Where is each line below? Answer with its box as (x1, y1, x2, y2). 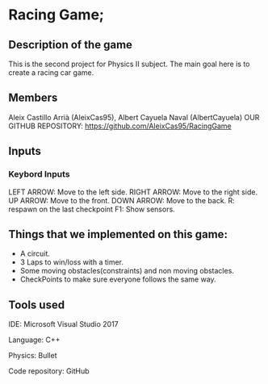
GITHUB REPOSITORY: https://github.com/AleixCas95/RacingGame (8, 121, 232, 131)
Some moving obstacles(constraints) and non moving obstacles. (19, 266, 234, 276)
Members (8, 91, 58, 105)
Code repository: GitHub (8, 366, 90, 376)
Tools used (8, 298, 65, 311)
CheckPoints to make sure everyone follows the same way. (19, 274, 216, 284)
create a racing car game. (8, 68, 94, 77)
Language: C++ (8, 335, 61, 344)
